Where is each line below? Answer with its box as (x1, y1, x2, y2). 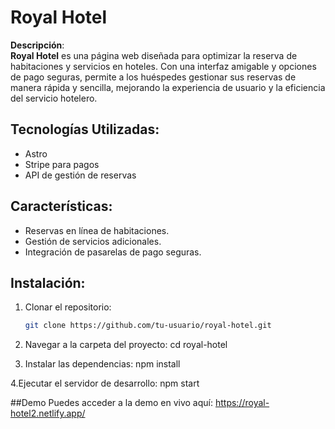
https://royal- (214, 397, 270, 409)
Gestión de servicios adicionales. (24, 235, 162, 247)
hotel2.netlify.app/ (10, 407, 86, 420)
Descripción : (10, 39, 65, 51)
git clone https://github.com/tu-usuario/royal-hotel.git (24, 321, 272, 331)
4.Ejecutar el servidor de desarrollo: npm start (10, 377, 200, 390)
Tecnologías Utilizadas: (10, 121, 160, 138)
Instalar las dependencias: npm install (24, 358, 181, 370)
